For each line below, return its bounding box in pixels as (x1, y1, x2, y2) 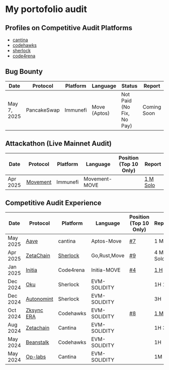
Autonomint (26, 296, 54, 303)
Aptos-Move (91, 238, 122, 245)
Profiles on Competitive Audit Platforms (5, 24, 132, 32)
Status (121, 82, 138, 89)
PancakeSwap (26, 107, 60, 114)
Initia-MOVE (91, 266, 121, 273)
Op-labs (26, 353, 46, 360)
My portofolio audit (5, 4, 87, 15)
